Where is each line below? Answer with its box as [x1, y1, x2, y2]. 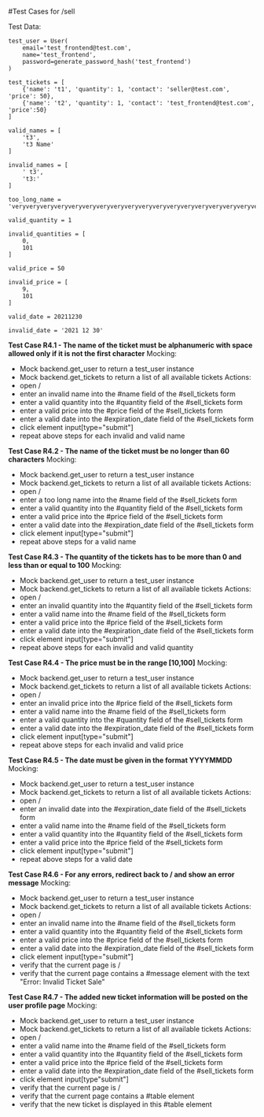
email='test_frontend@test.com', [22, 44, 132, 52]
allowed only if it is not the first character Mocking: [8, 349, 177, 358]
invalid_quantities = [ [8, 230, 86, 238]
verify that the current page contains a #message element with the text [19, 969, 250, 978]
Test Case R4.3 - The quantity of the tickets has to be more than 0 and [8, 552, 242, 562]
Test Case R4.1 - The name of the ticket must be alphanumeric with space [8, 340, 253, 350]
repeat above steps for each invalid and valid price [19, 740, 184, 749]
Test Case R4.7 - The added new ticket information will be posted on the [8, 993, 248, 1001]
